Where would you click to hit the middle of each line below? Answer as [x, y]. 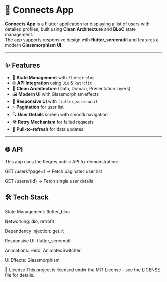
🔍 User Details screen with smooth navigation [60, 114]
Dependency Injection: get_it [35, 231]
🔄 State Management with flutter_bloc [53, 77]
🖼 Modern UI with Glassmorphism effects [56, 94]
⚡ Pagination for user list [38, 107]
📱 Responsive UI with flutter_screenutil [55, 101]
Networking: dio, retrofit [30, 221]
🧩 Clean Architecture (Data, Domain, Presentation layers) [71, 88]
